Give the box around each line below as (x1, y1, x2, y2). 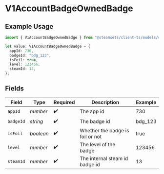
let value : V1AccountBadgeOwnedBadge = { (5, 44, 91, 49)
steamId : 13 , (9, 67, 36, 71)
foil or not (80, 133, 102, 140)
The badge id (80, 118, 110, 125)
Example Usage (5, 22, 54, 31)
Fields (5, 85, 24, 93)
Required (53, 99, 75, 105)
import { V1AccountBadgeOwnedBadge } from (5, 35, 93, 40)
